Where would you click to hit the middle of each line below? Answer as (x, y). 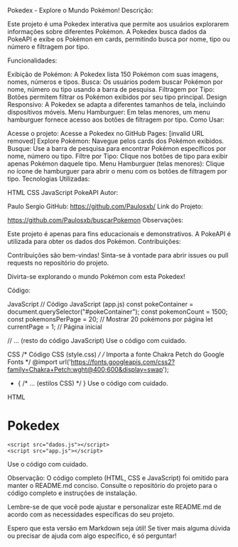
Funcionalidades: (32, 60)
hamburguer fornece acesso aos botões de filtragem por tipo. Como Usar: (116, 120)
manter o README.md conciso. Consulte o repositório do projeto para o (113, 485)
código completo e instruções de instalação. (72, 493)
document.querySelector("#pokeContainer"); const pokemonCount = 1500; (118, 312)
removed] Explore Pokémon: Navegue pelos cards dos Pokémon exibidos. (116, 141)
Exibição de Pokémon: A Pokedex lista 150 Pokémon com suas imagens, (113, 74)
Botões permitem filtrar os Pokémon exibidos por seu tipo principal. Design (117, 97)
